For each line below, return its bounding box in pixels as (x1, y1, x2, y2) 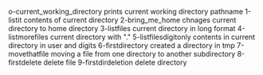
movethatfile (8, 49, 49, 58)
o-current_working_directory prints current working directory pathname (8, 7, 244, 16)
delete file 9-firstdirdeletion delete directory (43, 57, 187, 67)
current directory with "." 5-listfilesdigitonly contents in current (50, 32, 256, 41)
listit (8, 15, 22, 25)
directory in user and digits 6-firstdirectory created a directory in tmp (8, 41, 235, 50)
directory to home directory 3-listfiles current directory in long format (8, 24, 236, 33)
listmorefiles (8, 32, 49, 41)
